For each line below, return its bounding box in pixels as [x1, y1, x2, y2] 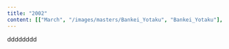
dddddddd [7, 35, 37, 43]
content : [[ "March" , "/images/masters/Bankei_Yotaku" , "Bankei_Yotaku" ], [7, 16, 223, 23]
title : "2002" [7, 10, 48, 17]
